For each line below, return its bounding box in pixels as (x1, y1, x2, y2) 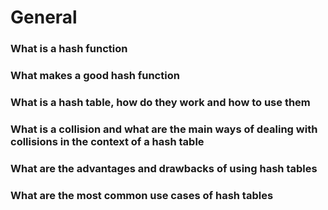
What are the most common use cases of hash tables (10, 188, 274, 202)
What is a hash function (10, 42, 128, 56)
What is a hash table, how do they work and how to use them (10, 95, 311, 109)
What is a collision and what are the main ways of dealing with (10, 122, 318, 136)
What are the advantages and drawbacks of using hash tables (10, 161, 318, 175)
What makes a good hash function (10, 69, 180, 83)
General (10, 6, 78, 29)
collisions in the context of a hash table (10, 134, 205, 148)
